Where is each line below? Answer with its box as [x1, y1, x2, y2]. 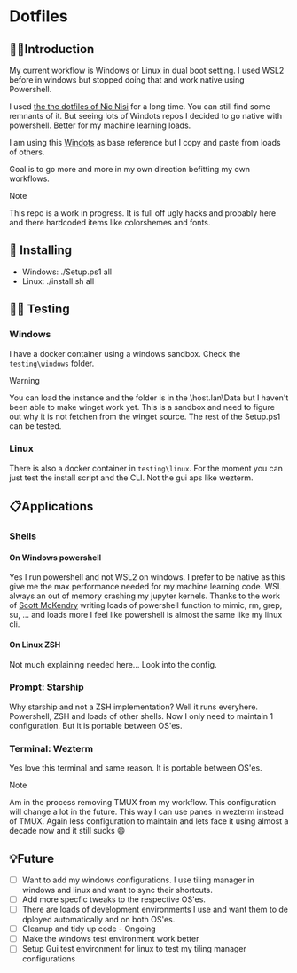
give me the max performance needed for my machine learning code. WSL [9, 581, 282, 592]
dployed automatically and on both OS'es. [21, 914, 176, 925]
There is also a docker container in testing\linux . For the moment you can [9, 463, 284, 473]
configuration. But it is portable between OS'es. [9, 720, 183, 731]
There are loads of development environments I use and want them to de [21, 904, 288, 915]
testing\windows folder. [9, 358, 95, 368]
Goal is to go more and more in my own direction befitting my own [9, 164, 251, 174]
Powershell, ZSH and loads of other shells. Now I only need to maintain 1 [9, 710, 273, 721]
